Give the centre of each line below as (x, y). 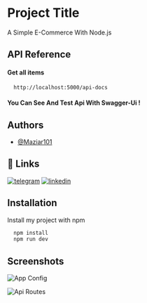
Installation (32, 203)
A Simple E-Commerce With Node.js (59, 32)
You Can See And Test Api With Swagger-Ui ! (74, 103)
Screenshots (36, 261)
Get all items (26, 72)
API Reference (39, 54)
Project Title (43, 13)
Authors (26, 125)
